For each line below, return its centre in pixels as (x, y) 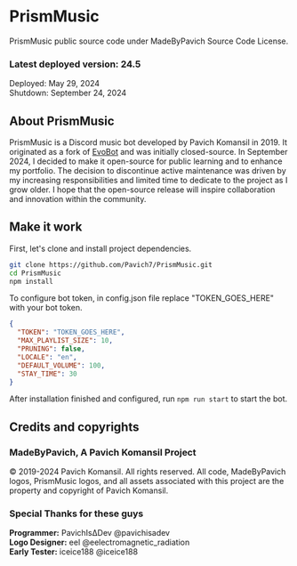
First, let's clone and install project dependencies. (100, 248)
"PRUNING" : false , (52, 349)
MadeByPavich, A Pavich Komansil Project (103, 452)
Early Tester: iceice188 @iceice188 (74, 552)
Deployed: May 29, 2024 (55, 84)
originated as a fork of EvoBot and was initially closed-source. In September (148, 152)
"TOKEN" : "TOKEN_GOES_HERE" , (71, 332)
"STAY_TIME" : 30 (47, 374)
